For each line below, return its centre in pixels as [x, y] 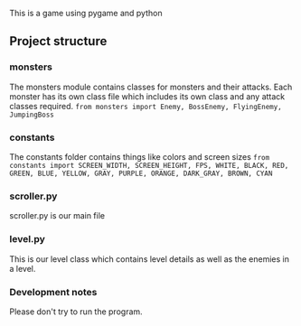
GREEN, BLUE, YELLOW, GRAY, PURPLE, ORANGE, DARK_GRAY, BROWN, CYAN [141, 173]
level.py [27, 239]
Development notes [53, 292]
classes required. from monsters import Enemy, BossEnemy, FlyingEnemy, [146, 106]
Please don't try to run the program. [76, 312]
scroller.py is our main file [57, 216]
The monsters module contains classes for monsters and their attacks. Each [151, 87]
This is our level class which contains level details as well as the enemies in [150, 259]
